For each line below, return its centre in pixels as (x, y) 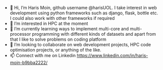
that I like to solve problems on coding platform (58, 39)
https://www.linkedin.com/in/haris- (112, 55)
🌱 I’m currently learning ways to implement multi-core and (69, 29)
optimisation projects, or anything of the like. (56, 50)
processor (20, 34)
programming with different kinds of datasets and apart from (94, 34)
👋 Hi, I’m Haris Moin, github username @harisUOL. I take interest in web (83, 8)
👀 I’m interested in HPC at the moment (49, 23)
